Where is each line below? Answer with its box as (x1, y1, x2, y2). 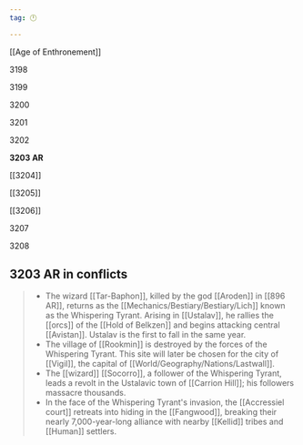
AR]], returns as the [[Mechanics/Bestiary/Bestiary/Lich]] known (45, 300, 286, 311)
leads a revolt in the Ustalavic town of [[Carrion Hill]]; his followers (45, 378, 295, 389)
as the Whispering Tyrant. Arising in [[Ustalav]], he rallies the (45, 310, 275, 321)
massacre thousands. (45, 388, 126, 399)
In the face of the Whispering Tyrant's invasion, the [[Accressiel (45, 397, 285, 408)
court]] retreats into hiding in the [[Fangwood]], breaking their (45, 407, 278, 418)
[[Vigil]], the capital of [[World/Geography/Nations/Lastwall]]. (45, 359, 276, 369)
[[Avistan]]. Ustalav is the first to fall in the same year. (45, 329, 247, 340)
